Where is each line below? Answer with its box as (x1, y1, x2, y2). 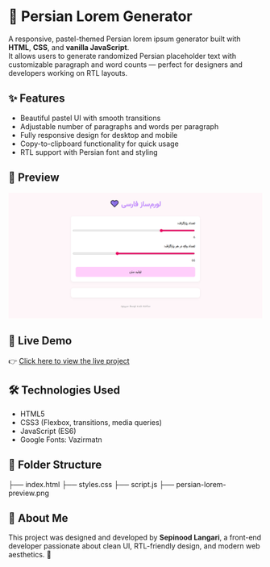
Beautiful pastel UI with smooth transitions (19, 113, 161, 123)
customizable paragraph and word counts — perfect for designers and (8, 60, 243, 69)
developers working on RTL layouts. (8, 68, 127, 77)
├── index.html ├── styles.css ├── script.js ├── (8, 479, 175, 489)
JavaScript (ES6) (19, 426, 77, 436)
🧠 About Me (8, 511, 69, 525)
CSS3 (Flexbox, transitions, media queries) (19, 417, 163, 427)
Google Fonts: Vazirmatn (19, 435, 102, 444)
